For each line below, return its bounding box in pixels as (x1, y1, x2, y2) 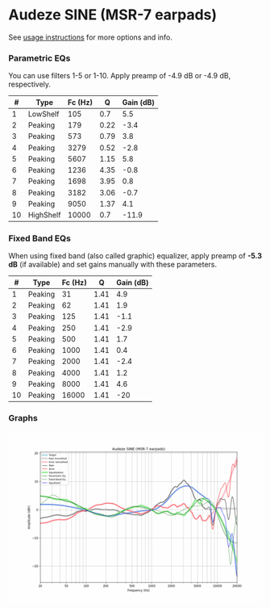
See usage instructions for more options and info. (8, 32, 173, 42)
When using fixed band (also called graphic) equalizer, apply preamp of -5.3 (8, 251, 262, 261)
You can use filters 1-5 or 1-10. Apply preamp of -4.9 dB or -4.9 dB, (8, 71, 231, 81)
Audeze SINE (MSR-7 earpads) (8, 6, 218, 24)
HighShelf (27, 210, 61, 220)
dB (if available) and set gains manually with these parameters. (8, 260, 218, 270)
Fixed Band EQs (8, 233, 71, 244)
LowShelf (27, 109, 60, 119)
